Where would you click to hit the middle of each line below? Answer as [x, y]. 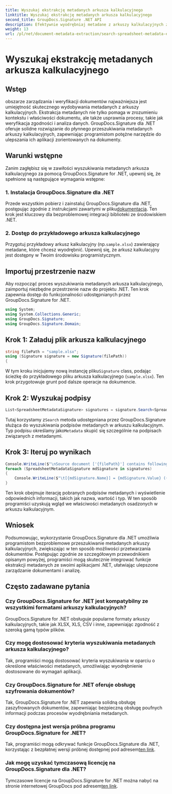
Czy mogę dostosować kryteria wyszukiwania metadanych [81, 643]
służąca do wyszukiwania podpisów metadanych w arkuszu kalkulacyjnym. [85, 425]
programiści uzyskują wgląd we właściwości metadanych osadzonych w [81, 504]
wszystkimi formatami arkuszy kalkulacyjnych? [66, 608]
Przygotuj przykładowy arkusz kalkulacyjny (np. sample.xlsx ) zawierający [82, 244]
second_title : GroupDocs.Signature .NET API [53, 20]
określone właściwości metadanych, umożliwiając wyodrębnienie [74, 666]
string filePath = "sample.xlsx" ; [42, 352]
